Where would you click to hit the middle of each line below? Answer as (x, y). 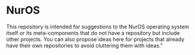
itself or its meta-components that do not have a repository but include (93, 33)
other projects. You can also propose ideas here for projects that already (95, 39)
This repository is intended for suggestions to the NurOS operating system (98, 27)
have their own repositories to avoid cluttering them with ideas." (84, 46)
